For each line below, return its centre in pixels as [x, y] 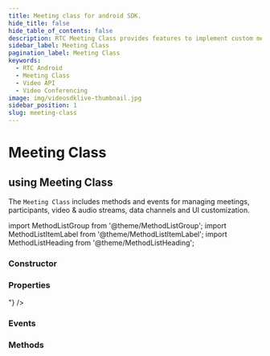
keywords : [25, 61]
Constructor [33, 264]
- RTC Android [39, 68]
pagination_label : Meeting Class [64, 53]
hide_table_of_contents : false [61, 31]
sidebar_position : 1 [43, 105]
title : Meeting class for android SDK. [75, 16]
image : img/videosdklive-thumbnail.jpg [75, 98]
